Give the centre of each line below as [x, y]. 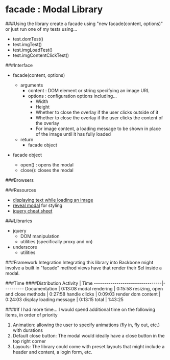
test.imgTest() [27, 44]
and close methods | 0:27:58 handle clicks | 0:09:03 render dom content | [83, 294]
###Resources [21, 190]
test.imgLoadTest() [32, 50]
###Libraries [19, 221]
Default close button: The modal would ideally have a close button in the [89, 335]
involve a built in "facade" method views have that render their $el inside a [84, 268]
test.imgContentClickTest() [41, 55]
